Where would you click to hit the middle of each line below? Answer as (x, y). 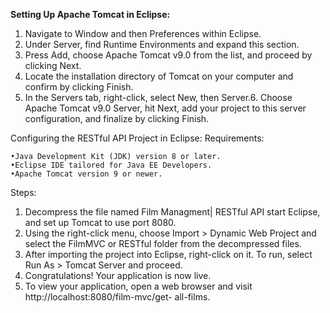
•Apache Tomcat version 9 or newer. (86, 174)
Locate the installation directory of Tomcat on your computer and (159, 76)
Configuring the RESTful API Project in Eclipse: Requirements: (137, 138)
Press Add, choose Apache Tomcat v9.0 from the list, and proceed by (168, 55)
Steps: (23, 192)
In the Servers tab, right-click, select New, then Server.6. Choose (158, 97)
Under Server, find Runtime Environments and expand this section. (162, 44)
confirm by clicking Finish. (79, 87)
